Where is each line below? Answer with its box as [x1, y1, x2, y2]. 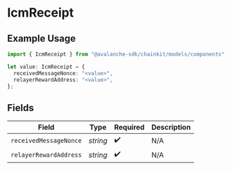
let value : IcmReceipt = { [7, 63, 85, 70]
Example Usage [7, 33, 76, 44]
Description [151, 123, 191, 133]
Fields [7, 102, 35, 114]
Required [114, 123, 145, 133]
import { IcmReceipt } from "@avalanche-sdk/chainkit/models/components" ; [7, 51, 228, 58]
